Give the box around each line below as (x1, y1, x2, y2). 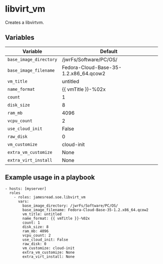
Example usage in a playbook (5, 173, 95, 181)
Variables (5, 33, 35, 42)
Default (100, 48, 118, 54)
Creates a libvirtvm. (5, 19, 45, 25)
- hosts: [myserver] (5, 186, 47, 191)
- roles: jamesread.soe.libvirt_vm (14, 195, 86, 199)
